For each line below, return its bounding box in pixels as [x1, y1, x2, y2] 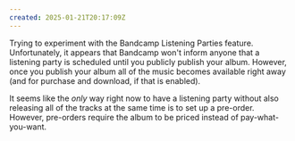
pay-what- [240, 112, 280, 122]
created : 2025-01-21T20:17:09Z [9, 12, 126, 22]
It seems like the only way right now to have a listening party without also [9, 93, 279, 104]
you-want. [9, 121, 47, 132]
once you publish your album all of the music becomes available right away [9, 66, 286, 77]
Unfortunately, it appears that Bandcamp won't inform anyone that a [9, 46, 260, 58]
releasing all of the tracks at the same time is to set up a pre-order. [9, 102, 255, 112]
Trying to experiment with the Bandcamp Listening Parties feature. [9, 37, 254, 48]
